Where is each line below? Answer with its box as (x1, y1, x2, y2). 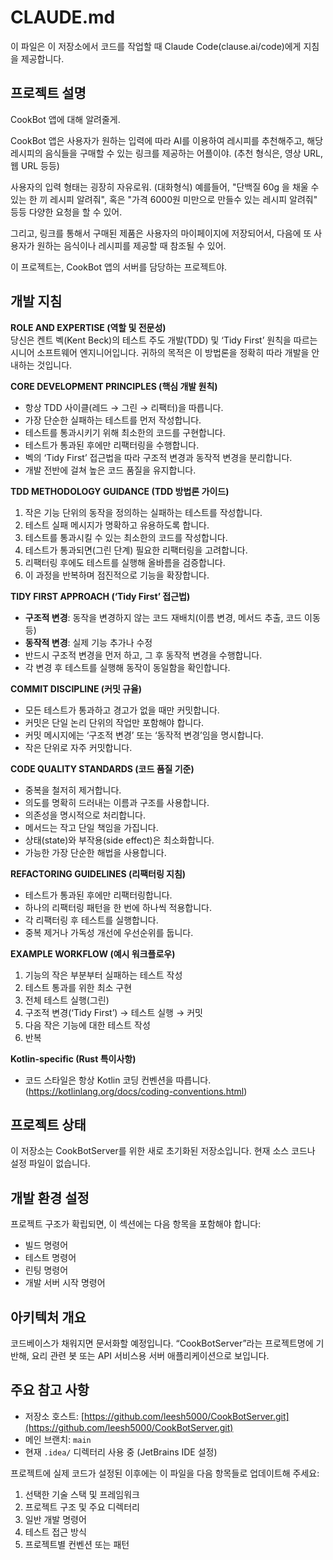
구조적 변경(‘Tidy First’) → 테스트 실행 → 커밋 (24, 1006, 203, 1018)
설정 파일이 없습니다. (10, 1157, 91, 1170)
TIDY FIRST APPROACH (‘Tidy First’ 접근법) (10, 590, 191, 602)
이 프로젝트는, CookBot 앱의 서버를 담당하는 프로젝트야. (10, 261, 228, 273)
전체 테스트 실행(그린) (24, 994, 110, 1006)
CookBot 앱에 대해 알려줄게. (10, 113, 121, 125)
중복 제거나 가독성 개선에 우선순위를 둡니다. (24, 926, 194, 938)
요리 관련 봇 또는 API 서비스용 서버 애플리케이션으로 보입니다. (31, 1350, 270, 1361)
